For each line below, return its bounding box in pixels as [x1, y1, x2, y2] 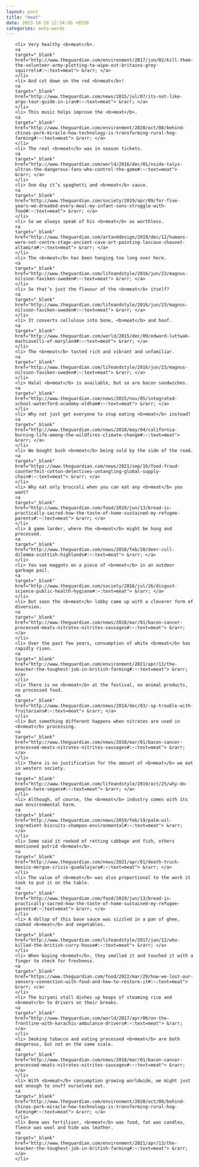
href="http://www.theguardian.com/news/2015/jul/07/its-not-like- [14, 93, 183, 100]
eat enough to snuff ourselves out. [14, 1083, 106, 1089]
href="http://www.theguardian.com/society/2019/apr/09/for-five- [14, 198, 180, 204]
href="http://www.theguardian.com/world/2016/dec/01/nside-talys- [14, 161, 183, 167]
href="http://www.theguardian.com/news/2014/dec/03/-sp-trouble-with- [14, 703, 194, 709]
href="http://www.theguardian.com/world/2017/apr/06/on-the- [14, 1015, 170, 1021]
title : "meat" [6, 14, 42, 20]
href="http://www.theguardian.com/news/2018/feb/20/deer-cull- [14, 547, 175, 553]
